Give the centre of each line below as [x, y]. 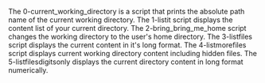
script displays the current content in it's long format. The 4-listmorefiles [127, 45]
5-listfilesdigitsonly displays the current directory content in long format [126, 62]
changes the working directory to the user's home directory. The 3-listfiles [131, 36]
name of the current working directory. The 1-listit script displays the [121, 20]
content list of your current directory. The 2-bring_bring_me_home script [127, 28]
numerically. [28, 70]
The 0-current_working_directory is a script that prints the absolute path [127, 11]
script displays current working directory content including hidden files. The [132, 53]
